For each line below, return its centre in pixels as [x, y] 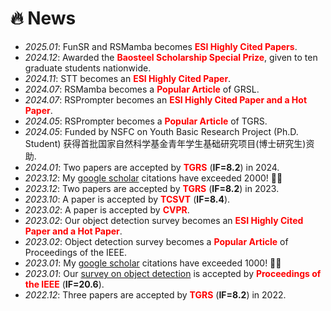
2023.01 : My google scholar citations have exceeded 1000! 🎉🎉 [153, 263]
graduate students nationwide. [88, 68]
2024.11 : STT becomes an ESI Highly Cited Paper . [128, 78]
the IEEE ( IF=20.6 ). [64, 284]
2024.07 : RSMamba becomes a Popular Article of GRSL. [142, 89]
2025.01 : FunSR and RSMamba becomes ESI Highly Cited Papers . [161, 46]
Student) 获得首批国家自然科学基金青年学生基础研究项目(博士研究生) [165, 143]
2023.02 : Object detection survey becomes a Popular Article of [156, 241]
